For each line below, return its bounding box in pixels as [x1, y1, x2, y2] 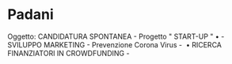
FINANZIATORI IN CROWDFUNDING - [7, 48, 130, 58]
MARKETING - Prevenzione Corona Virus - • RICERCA [44, 40, 222, 49]
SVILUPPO [7, 40, 43, 49]
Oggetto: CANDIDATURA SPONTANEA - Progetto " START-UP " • [7, 32, 219, 41]
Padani [7, 6, 54, 24]
